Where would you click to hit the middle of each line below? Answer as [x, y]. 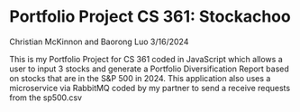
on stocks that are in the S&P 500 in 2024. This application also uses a [140, 78]
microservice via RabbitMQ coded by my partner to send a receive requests [150, 88]
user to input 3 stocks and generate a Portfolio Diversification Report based [150, 69]
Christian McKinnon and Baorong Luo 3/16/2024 [99, 42]
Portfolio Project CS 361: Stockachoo [150, 17]
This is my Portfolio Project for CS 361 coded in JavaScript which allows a [146, 59]
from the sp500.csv [46, 98]
